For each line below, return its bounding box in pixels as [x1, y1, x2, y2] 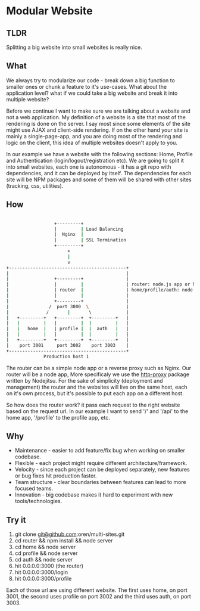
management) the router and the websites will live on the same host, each [6, 383, 187, 390]
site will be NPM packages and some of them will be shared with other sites [6, 176, 192, 183]
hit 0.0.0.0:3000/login [14, 569, 68, 576]
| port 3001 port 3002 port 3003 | [6, 342, 129, 348]
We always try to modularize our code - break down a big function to [6, 76, 176, 84]
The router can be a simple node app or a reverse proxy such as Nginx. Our [6, 364, 192, 371]
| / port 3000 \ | [6, 303, 129, 309]
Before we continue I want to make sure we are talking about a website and [6, 107, 190, 114]
